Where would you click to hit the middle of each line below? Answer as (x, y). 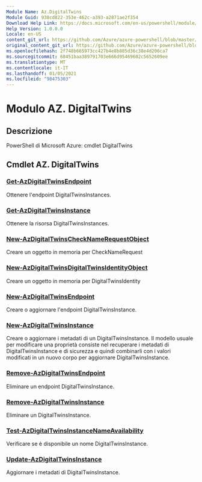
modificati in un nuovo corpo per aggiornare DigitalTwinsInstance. (88, 358)
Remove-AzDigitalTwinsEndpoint (56, 373)
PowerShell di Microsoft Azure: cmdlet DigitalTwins (69, 146)
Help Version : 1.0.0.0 (35, 29)
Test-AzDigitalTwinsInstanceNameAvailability (75, 430)
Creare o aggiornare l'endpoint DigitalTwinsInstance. (72, 310)
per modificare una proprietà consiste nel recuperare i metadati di (88, 345)
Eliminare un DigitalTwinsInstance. (49, 415)
